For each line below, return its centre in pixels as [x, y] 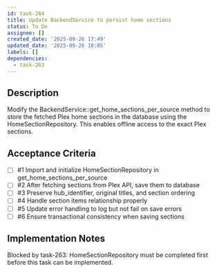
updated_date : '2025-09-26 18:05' [57, 46]
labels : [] [23, 53]
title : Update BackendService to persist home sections [89, 20]
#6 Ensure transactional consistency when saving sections [101, 216]
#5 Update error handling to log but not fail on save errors [99, 209]
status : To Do [28, 26]
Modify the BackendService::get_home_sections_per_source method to [109, 110]
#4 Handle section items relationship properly [82, 200]
